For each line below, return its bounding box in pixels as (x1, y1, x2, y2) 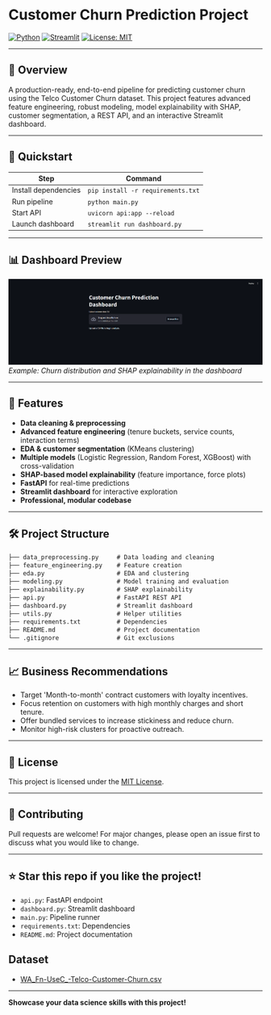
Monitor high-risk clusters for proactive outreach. (19, 725, 185, 734)
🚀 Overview (8, 63, 68, 77)
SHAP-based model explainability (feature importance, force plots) (19, 470, 246, 479)
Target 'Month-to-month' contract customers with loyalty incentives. (19, 690, 248, 700)
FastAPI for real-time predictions (19, 478, 130, 487)
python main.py (87, 198, 139, 207)
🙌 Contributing (8, 808, 84, 821)
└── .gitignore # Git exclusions (8, 634, 175, 642)
